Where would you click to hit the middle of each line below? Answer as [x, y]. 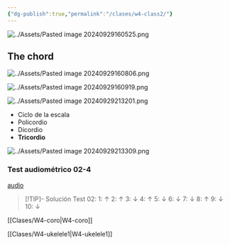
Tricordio [32, 137]
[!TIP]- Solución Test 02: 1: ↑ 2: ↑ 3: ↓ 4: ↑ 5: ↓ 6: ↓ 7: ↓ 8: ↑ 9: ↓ [124, 199]
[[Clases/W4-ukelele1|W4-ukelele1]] [60, 234]
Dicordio [30, 130]
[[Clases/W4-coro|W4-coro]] [50, 220]
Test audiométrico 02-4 [49, 170]
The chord [31, 56]
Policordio [32, 122]
